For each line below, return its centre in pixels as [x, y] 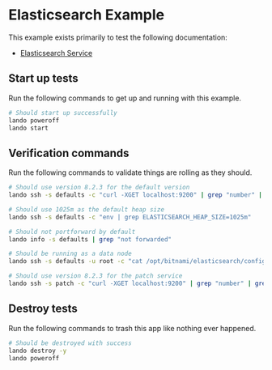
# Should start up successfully [63, 113]
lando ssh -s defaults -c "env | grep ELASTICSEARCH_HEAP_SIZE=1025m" [130, 217]
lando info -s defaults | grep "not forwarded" [90, 239]
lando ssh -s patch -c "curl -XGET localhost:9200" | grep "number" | [130, 284]
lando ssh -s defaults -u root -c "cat [76, 262]
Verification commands [69, 153]
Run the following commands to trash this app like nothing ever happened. [132, 328]
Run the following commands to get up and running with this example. [125, 98]
